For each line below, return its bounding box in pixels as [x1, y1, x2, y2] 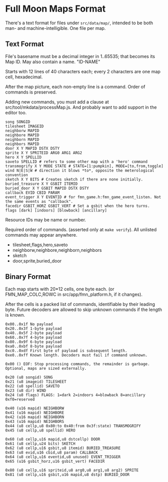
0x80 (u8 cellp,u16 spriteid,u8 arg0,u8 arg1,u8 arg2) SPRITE [5, 467, 139, 473]
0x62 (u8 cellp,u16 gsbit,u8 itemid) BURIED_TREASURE [5, 446, 121, 451]
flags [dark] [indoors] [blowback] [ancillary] [5, 208, 107, 213]
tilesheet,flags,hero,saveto [12, 241, 68, 248]
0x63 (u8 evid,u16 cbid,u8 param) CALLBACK [5, 450, 98, 455]
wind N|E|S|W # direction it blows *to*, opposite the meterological [5, 168, 155, 173]
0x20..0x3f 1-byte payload [5, 326, 62, 331]
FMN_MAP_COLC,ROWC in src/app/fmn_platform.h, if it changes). [5, 291, 143, 297]
